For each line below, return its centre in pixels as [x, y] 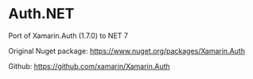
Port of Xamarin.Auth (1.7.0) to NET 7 [68, 36]
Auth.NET [41, 14]
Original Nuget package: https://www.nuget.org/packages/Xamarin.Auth [127, 51]
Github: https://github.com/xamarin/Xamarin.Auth [89, 66]
